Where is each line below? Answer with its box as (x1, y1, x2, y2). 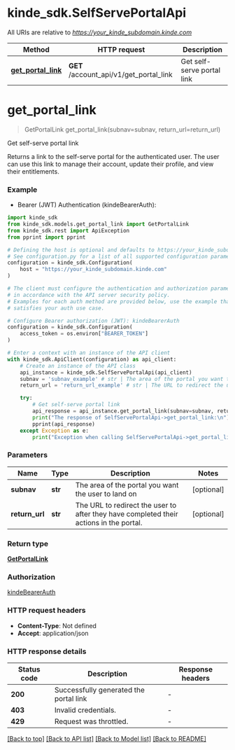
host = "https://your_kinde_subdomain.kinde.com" (20, 266, 168, 273)
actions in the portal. (75, 518, 143, 527)
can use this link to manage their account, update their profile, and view (7, 160, 214, 168)
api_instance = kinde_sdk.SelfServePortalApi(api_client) (20, 369, 192, 376)
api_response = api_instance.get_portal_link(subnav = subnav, (32, 408, 215, 415)
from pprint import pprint (7, 233, 86, 241)
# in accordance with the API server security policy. (7, 291, 171, 298)
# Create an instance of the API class (20, 362, 136, 369)
